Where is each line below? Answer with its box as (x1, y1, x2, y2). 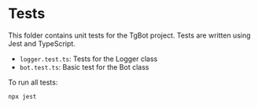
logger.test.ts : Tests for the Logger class (19, 54, 158, 63)
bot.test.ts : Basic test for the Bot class (19, 62, 149, 71)
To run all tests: (8, 77, 58, 87)
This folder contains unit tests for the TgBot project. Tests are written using (8, 31, 251, 40)
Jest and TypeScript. (8, 38, 76, 48)
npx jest (8, 92, 37, 100)
